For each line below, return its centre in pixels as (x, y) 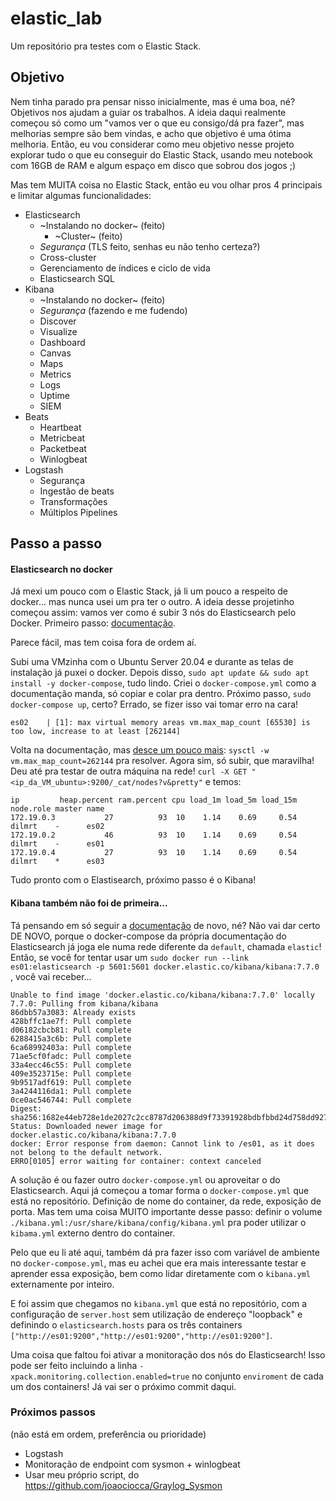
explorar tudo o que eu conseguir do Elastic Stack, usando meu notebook (161, 154)
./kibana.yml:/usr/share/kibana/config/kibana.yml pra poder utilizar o (158, 1222)
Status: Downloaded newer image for (86, 1126)
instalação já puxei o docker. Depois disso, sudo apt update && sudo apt (160, 673)
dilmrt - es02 (57, 827)
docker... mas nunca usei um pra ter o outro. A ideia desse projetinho (152, 602)
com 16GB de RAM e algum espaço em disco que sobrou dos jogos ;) (153, 165)
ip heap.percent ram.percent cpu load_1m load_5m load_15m (154, 800)
